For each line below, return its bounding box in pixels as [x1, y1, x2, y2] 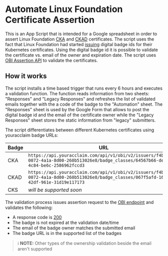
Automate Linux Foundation [5, 4, 123, 15]
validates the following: [5, 204, 53, 210]
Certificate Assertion [5, 14, 95, 26]
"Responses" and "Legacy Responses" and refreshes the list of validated [5, 96, 156, 102]
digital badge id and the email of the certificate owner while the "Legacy [5, 112, 154, 118]
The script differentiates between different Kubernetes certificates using [5, 127, 154, 133]
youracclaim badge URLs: [5, 132, 58, 138]
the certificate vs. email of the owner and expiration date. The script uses [5, 52, 156, 58]
